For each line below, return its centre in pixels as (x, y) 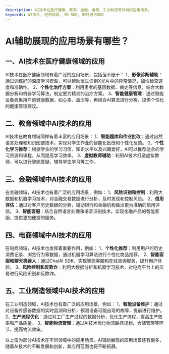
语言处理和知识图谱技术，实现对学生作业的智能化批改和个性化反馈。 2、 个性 (84, 143)
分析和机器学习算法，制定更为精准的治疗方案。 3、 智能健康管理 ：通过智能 (87, 93)
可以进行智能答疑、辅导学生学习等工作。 (56, 162)
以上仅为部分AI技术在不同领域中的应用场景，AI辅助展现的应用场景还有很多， (84, 340)
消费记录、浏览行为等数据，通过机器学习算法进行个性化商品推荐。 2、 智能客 (84, 254)
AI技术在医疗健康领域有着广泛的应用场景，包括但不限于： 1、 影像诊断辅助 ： (84, 74)
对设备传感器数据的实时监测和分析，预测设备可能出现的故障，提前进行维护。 (85, 310)
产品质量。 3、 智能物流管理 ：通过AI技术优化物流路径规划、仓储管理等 (87, 323)
